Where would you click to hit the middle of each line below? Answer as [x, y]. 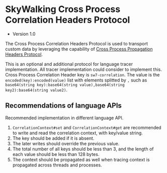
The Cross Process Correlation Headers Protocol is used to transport [77, 43]
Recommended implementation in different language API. [64, 118]
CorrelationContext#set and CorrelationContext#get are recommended [87, 127]
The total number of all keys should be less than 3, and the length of [83, 149]
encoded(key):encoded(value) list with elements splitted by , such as [76, 80]
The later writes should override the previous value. [66, 143]
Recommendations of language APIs [64, 106]
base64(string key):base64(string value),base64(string [65, 85]
